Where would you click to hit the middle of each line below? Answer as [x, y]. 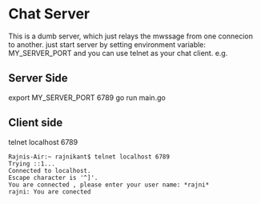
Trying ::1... [32, 164]
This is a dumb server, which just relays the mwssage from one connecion [131, 36]
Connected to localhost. [50, 170]
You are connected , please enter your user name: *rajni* [109, 185]
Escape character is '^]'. [53, 178]
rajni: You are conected [50, 192]
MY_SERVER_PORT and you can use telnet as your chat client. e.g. [118, 53]
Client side [36, 123]
